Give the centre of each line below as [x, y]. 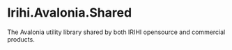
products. [21, 39]
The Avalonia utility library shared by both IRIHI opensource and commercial [116, 32]
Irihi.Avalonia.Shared [70, 13]
